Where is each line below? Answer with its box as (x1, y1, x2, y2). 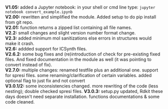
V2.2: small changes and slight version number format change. (5, 30, 136, 35)
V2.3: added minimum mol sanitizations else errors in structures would (5, 35, 152, 41)
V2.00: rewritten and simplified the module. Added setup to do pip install (5, 14, 156, 19)
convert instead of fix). (5, 62, 53, 67)
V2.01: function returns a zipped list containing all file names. (5, 24, 132, 30)
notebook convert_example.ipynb (5, 9, 73, 14)
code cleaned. (5, 99, 35, 104)
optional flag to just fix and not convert (5, 77, 85, 83)
